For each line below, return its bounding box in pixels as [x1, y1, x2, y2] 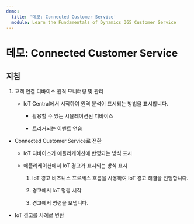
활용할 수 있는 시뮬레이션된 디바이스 [32, 113, 114, 120]
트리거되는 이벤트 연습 [32, 125, 83, 132]
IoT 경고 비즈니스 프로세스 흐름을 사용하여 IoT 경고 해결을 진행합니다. [32, 174, 189, 181]
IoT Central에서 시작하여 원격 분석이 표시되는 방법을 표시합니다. [23, 100, 168, 107]
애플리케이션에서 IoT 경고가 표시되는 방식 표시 [23, 162, 128, 169]
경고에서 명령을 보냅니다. [32, 199, 89, 206]
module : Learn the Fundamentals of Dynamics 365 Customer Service [11, 19, 176, 25]
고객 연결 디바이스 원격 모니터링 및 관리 [14, 88, 104, 95]
